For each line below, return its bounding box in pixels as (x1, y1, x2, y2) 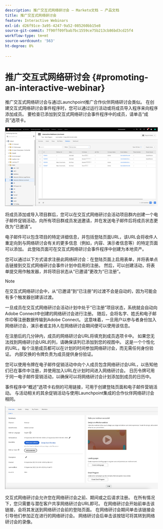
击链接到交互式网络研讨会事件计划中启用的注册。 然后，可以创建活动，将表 (5, 262, 155, 268)
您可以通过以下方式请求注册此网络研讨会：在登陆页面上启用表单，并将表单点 (5, 256, 158, 262)
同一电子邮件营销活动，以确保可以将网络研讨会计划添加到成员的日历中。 (9, 373, 154, 379)
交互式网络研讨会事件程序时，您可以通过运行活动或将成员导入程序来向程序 (9, 105, 158, 111)
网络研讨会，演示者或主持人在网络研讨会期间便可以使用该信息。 (5, 322, 132, 328)
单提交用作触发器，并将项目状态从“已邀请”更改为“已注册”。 (5, 268, 123, 274)
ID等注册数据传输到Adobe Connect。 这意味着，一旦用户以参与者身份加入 (9, 317, 157, 322)
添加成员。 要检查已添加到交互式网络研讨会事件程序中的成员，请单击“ (5, 111, 145, 117)
